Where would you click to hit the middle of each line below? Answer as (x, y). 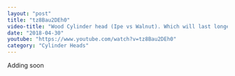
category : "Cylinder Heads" (48, 46)
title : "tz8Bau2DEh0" (39, 20)
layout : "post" (29, 13)
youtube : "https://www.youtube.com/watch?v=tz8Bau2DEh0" (92, 39)
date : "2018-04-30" (36, 33)
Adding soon (26, 65)
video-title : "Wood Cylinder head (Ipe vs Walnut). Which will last (109, 26)
